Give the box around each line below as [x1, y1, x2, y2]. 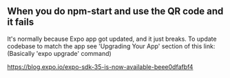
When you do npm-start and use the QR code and [7, 6, 224, 17]
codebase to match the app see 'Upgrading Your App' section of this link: [7, 41, 216, 50]
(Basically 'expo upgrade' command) [7, 49, 112, 57]
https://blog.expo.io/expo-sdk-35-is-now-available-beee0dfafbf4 [7, 62, 194, 71]
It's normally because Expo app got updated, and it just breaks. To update [7, 35, 217, 43]
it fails [7, 17, 34, 28]
